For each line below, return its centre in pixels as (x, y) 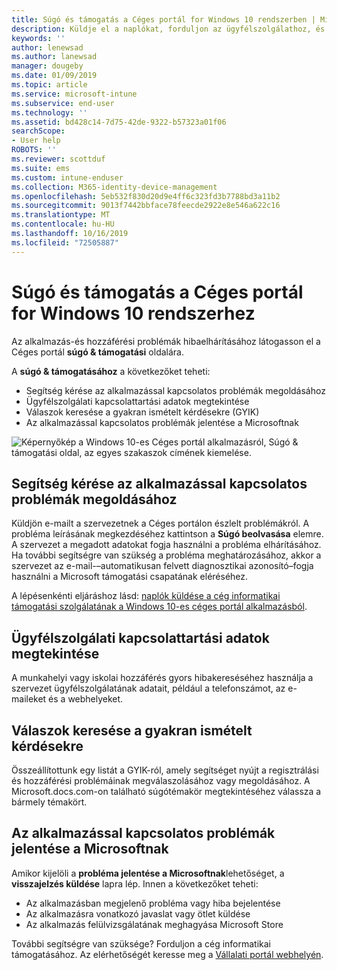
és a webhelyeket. (86, 699)
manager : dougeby (47, 66)
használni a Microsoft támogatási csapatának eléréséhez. (130, 577)
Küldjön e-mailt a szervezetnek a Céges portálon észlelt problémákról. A (160, 523)
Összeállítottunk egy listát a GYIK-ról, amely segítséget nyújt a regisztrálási (165, 770)
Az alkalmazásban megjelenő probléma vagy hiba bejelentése (153, 903)
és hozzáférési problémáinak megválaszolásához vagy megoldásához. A (161, 780)
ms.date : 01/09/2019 (54, 76)
